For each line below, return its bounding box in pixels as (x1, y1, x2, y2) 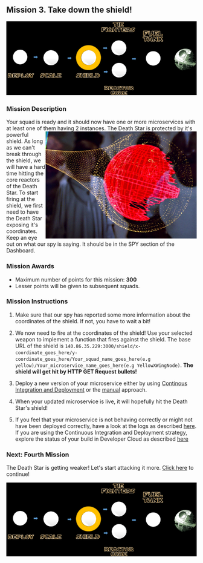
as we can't (6, 144, 35, 151)
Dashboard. (6, 247, 36, 254)
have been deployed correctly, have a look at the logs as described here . (14, 422, 197, 429)
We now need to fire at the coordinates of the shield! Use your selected (14, 329, 193, 337)
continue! (6, 470, 30, 478)
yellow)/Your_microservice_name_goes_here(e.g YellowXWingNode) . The (14, 361, 193, 369)
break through (6, 151, 42, 158)
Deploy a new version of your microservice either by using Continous (14, 380, 188, 387)
